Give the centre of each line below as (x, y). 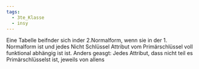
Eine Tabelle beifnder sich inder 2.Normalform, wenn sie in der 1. (87, 41)
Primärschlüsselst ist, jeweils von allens (55, 60)
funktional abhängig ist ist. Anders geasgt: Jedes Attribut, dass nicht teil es (100, 53)
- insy (20, 23)
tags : (13, 12)
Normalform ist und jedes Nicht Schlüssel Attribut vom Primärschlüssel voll (100, 47)
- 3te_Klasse (28, 18)
